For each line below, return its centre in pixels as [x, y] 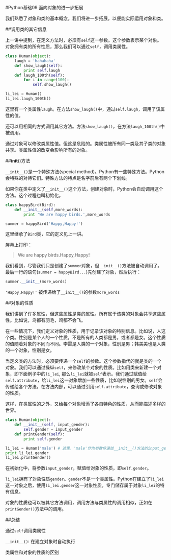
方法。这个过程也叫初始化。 [34, 195]
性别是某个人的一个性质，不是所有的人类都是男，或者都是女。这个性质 [92, 337]
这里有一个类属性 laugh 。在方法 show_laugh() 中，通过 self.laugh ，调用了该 [83, 109]
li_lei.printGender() [28, 458]
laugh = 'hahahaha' [35, 61]
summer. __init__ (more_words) [36, 282]
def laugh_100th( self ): [40, 75]
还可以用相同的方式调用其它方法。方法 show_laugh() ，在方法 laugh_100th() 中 [85, 126]
